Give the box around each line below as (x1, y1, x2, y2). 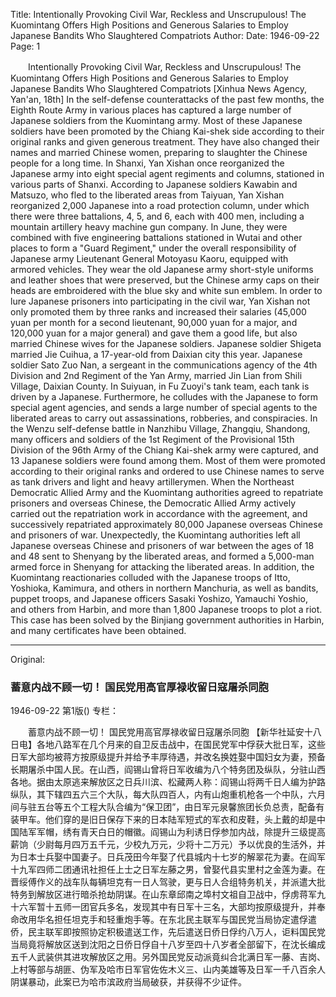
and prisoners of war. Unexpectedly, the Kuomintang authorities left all (10, 529, 301, 541)
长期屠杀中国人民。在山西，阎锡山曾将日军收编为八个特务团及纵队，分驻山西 (10, 764, 326, 776)
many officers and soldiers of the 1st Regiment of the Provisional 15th (10, 434, 295, 445)
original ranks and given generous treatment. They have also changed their (10, 136, 320, 148)
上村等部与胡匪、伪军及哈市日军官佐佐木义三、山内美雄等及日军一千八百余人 (10, 964, 326, 976)
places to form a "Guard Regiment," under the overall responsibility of (10, 242, 297, 254)
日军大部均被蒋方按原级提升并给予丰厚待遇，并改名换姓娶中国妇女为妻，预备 (10, 751, 326, 763)
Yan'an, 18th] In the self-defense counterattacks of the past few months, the (10, 94, 325, 105)
